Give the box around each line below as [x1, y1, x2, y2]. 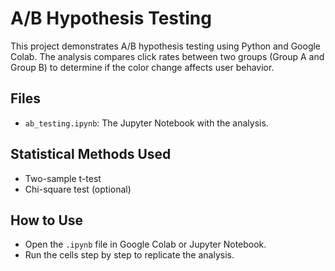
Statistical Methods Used [10, 146, 172, 163]
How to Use [10, 212, 84, 229]
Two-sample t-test [24, 172, 102, 184]
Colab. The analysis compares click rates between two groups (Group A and [10, 50, 325, 62]
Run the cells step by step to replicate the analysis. [24, 249, 235, 261]
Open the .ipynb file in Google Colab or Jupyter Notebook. [24, 238, 267, 251]
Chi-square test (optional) [24, 183, 132, 195]
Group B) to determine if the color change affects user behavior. [10, 61, 275, 73]
